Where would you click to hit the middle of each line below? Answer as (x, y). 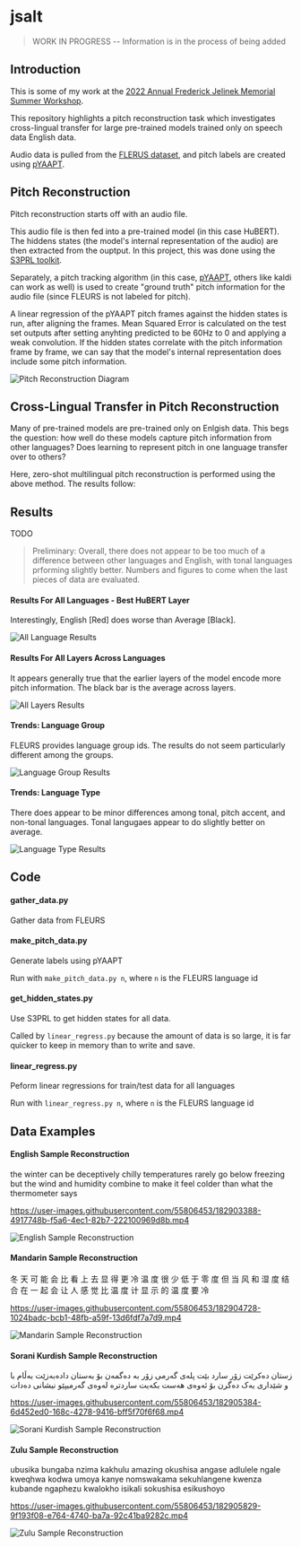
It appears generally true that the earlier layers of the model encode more (146, 678)
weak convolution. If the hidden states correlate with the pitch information (146, 342)
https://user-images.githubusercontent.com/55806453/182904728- (136, 1308)
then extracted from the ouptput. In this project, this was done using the (143, 250)
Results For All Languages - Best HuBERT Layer (100, 600)
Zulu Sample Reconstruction (64, 1449)
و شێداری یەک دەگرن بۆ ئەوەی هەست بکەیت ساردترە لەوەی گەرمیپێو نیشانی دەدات (150, 1385)
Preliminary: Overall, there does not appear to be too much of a (149, 551)
